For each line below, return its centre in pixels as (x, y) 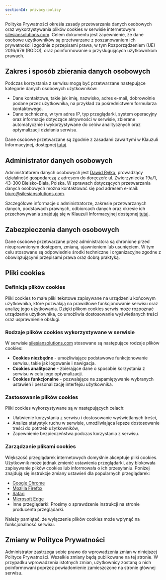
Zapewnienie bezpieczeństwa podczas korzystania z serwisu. (76, 434)
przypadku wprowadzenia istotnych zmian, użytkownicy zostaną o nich (78, 563)
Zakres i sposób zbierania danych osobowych (78, 71)
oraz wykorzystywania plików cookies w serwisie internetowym (70, 29)
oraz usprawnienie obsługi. (33, 319)
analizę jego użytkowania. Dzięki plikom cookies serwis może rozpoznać (80, 309)
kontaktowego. (28, 109)
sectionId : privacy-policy (33, 10)
